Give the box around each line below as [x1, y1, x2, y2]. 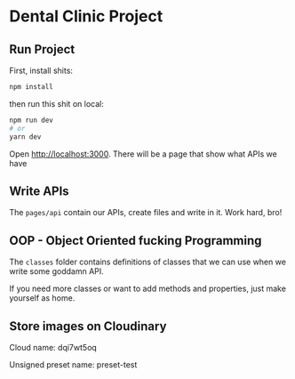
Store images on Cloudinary [9, 319, 167, 334]
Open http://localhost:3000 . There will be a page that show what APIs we [9, 149, 277, 159]
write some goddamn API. [9, 266, 104, 277]
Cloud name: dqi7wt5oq [9, 342, 98, 352]
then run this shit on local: [9, 98, 104, 109]
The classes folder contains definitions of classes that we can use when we [9, 256, 287, 268]
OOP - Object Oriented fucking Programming [9, 233, 262, 248]
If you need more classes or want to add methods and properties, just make [9, 283, 287, 294]
